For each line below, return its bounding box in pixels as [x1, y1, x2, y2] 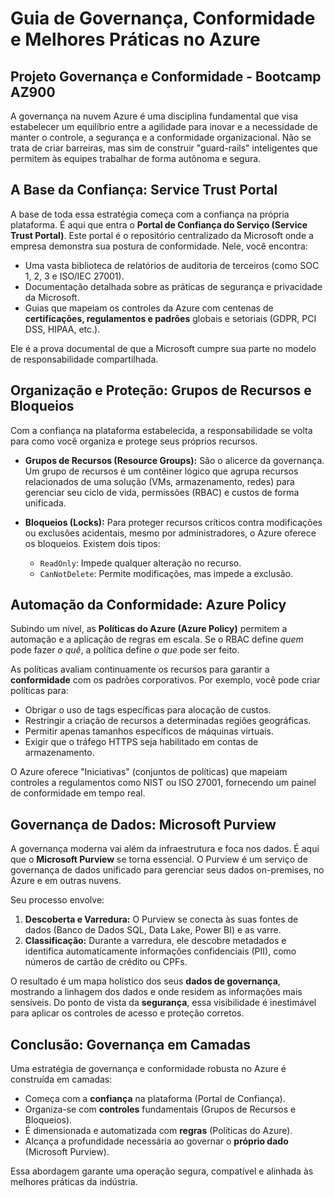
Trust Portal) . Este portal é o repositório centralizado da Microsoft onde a [10, 229, 314, 241]
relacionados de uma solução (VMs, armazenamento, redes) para [24, 475, 295, 487]
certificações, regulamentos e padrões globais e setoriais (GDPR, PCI [24, 312, 317, 324]
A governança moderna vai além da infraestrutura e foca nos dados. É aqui [10, 843, 320, 855]
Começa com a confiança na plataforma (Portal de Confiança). [24, 1093, 286, 1105]
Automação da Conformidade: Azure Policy [10, 597, 287, 614]
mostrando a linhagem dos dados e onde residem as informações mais [10, 986, 303, 998]
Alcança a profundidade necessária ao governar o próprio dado [24, 1135, 289, 1147]
